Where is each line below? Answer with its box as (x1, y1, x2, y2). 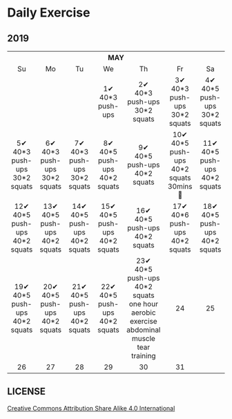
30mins (168, 182, 193, 191)
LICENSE (7, 386, 46, 398)
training (130, 351, 157, 360)
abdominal (126, 325, 161, 335)
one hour (128, 299, 159, 308)
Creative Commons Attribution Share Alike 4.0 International (7, 404, 175, 412)
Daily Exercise (7, 5, 90, 21)
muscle (131, 334, 155, 343)
